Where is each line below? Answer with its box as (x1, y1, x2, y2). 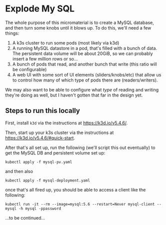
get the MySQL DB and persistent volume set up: (5, 149, 106, 155)
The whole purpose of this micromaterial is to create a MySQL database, (5, 19, 154, 25)
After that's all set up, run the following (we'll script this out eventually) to (5, 144, 156, 150)
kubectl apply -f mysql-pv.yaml (5, 159, 72, 164)
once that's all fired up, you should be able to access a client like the (5, 186, 146, 192)
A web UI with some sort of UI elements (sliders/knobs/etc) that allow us (12, 71, 162, 77)
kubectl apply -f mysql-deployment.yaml (5, 178, 91, 183)
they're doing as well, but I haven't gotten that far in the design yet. (5, 92, 143, 98)
